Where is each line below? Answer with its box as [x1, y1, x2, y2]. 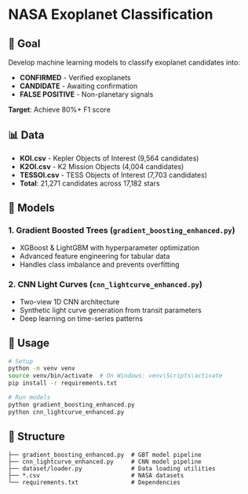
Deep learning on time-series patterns [19, 313, 144, 323]
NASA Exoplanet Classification [8, 6, 213, 24]
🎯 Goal [8, 37, 41, 50]
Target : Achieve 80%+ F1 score [8, 105, 111, 114]
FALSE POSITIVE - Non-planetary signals [19, 90, 154, 99]
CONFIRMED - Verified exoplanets [19, 73, 131, 82]
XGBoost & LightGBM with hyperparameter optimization [19, 242, 200, 253]
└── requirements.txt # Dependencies [8, 478, 181, 486]
